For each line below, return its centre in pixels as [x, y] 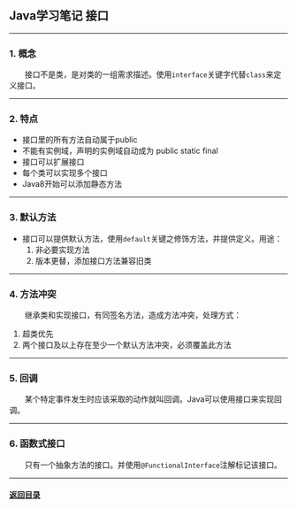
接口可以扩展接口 [53, 162]
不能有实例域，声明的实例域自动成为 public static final [120, 151]
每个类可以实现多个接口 [65, 173]
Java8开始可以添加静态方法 [72, 184]
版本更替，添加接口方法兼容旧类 [93, 260]
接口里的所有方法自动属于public [80, 140]
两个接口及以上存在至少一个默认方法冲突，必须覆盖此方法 [126, 345]
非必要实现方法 [62, 250]
